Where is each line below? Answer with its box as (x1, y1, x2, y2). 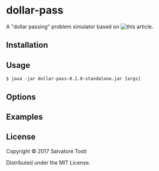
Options (6, 92, 37, 102)
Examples (6, 111, 43, 121)
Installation (6, 40, 48, 50)
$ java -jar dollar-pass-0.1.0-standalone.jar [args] (6, 76, 141, 82)
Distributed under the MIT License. (6, 159, 91, 166)
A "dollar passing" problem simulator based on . (6, 23, 154, 30)
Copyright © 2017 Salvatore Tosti (6, 147, 87, 154)
